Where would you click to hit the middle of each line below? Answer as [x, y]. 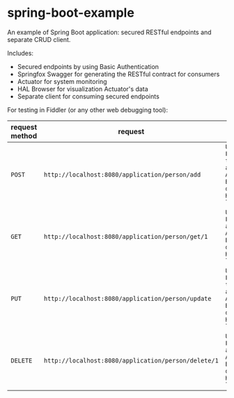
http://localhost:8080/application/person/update [128, 298]
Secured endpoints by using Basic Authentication [88, 66]
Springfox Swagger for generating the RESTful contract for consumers [118, 74]
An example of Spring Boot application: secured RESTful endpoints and [109, 32]
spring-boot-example [71, 13]
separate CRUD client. [39, 39]
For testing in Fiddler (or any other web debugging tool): [88, 110]
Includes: [20, 53]
